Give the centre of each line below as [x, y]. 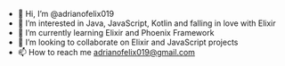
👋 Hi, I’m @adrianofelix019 [65, 14]
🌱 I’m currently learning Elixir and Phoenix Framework [116, 33]
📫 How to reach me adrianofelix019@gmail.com [106, 52]
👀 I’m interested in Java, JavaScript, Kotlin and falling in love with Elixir [147, 23]
